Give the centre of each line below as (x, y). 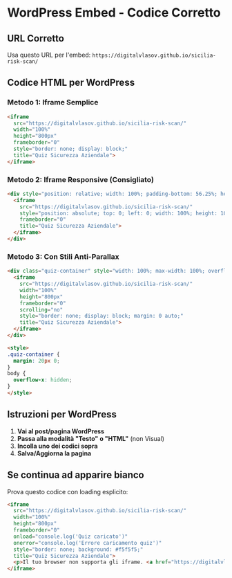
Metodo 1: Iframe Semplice (53, 102)
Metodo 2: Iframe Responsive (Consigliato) (80, 179)
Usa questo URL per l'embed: (49, 55)
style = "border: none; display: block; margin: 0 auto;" (102, 316)
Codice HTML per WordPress (71, 83)
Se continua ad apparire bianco (76, 475)
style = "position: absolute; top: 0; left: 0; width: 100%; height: (118, 213)
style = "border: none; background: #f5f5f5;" (78, 549)
